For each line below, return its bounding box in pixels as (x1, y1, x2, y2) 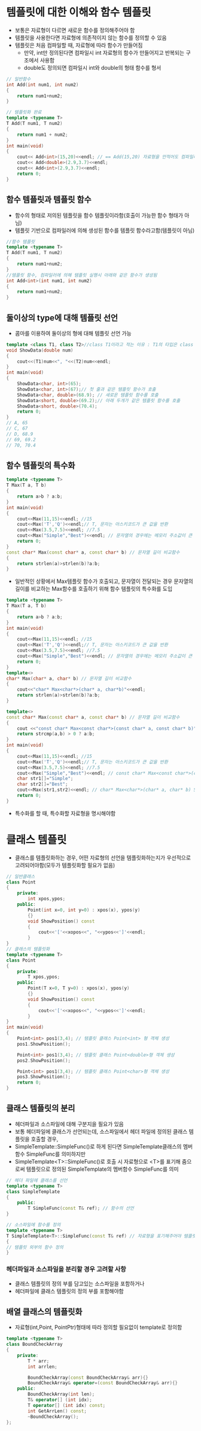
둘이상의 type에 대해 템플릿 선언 (6, 313, 118, 323)
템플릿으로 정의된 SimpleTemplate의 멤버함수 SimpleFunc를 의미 (26, 1165, 179, 1173)
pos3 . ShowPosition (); (17, 1074, 71, 1080)
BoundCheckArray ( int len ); (28, 1391, 95, 1397)
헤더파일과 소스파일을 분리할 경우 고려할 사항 (6, 1265, 127, 1274)
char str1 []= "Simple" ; (17, 776, 74, 782)
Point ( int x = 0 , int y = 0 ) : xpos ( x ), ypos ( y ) (28, 907, 141, 913)
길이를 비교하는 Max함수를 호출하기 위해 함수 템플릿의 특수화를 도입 (14, 585, 173, 593)
